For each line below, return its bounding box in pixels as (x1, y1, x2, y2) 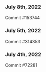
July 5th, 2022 (5, 27, 41, 34)
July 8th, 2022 (5, 3, 41, 10)
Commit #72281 (5, 62, 38, 68)
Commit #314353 (5, 38, 41, 44)
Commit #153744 (5, 15, 40, 21)
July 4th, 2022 (5, 51, 42, 58)
